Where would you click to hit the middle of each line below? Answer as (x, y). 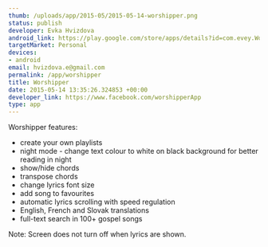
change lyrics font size (57, 185)
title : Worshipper (39, 82)
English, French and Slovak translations (85, 210)
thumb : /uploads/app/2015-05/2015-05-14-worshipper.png (103, 16)
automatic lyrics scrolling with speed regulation (97, 202)
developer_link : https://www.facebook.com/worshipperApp (105, 97)
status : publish (35, 23)
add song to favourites (57, 194)
